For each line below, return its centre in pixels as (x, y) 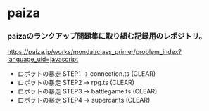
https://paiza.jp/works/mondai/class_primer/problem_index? (94, 52)
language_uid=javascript (43, 59)
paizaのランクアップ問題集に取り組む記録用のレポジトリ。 (107, 37)
